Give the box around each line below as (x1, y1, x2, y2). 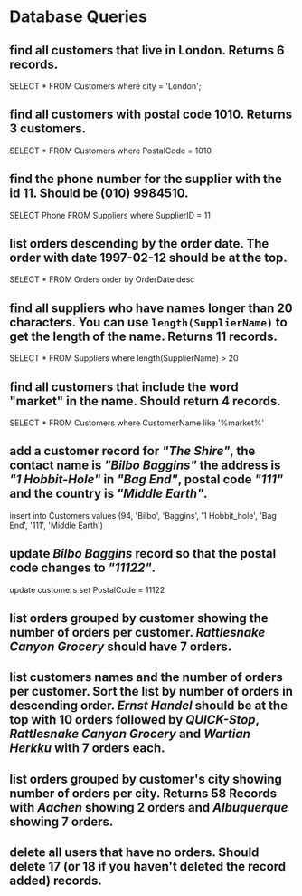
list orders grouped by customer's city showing (9, 771, 283, 786)
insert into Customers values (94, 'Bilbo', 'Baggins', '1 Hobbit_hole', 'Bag (9, 510, 278, 521)
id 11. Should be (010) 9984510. (9, 186, 189, 201)
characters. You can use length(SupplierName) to (9, 315, 288, 330)
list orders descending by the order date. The (9, 236, 269, 251)
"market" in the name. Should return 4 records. (9, 393, 282, 409)
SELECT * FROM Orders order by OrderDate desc (9, 274, 195, 285)
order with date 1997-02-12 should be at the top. (9, 250, 288, 266)
